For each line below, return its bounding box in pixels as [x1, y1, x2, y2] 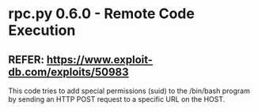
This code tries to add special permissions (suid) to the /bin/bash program [8, 86, 251, 95]
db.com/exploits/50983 [8, 65, 129, 79]
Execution [8, 21, 76, 39]
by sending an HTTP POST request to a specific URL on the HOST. [8, 95, 226, 103]
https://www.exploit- [46, 53, 153, 66]
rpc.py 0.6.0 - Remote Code [8, 5, 195, 23]
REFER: [8, 53, 45, 66]
